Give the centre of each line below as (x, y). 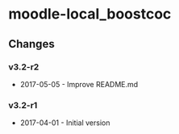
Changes (31, 44)
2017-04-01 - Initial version (65, 123)
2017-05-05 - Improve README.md (79, 84)
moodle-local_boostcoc (90, 14)
